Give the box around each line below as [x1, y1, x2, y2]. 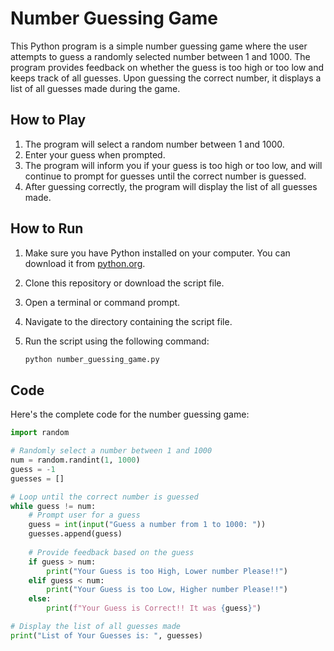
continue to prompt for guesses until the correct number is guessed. [24, 170, 307, 182]
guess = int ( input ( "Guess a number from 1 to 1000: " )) [28, 520, 267, 530]
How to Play [10, 112, 87, 129]
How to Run [10, 220, 84, 237]
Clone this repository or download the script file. [24, 277, 225, 289]
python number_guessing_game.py [24, 354, 160, 364]
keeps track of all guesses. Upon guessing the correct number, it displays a [10, 72, 322, 84]
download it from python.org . [24, 257, 146, 269]
